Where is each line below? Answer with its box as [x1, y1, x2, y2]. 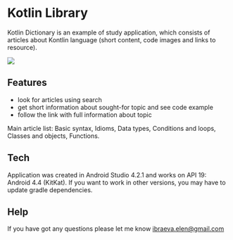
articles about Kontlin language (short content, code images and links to [7, 35, 216, 44]
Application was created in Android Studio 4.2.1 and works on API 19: [7, 170, 207, 179]
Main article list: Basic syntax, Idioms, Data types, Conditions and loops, [7, 124, 216, 132]
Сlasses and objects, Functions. [7, 132, 100, 140]
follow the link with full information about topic [17, 110, 153, 119]
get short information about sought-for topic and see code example [17, 103, 213, 111]
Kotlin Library [7, 5, 88, 21]
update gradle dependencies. [7, 185, 93, 194]
